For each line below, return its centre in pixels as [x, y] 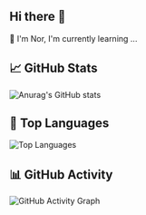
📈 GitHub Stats [54, 68]
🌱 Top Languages [59, 123]
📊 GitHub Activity [61, 175]
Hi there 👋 [38, 17]
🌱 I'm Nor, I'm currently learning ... [73, 38]
